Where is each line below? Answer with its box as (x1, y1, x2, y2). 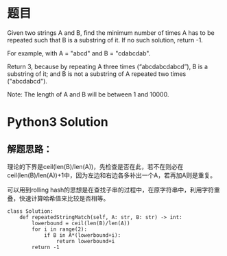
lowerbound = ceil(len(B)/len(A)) (32, 220, 130, 227)
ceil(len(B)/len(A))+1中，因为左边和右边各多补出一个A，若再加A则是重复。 (7, 171, 217, 179)
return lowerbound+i (56, 238, 115, 244)
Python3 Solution (7, 114, 108, 130)
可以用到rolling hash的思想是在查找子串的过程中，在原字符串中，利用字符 (7, 185, 215, 194)
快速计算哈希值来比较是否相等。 (19, 194, 110, 202)
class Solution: (7, 207, 53, 215)
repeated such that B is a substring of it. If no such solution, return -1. (7, 36, 204, 44)
